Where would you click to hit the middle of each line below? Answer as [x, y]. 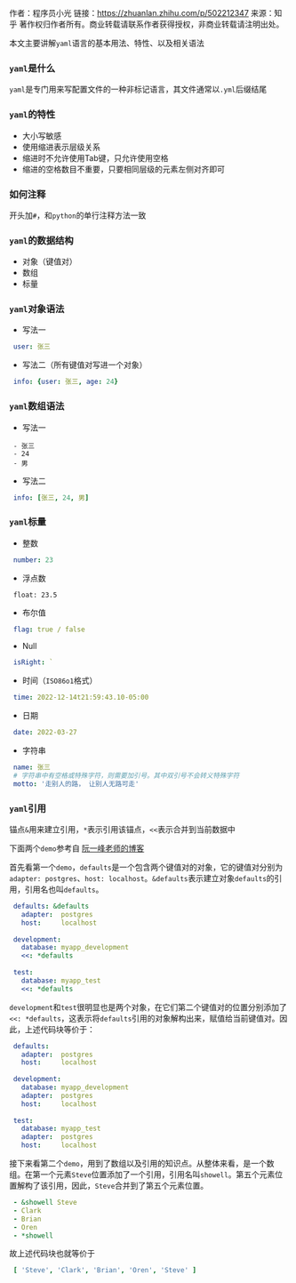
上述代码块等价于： [60, 1029]
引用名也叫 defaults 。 [64, 889]
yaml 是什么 [32, 68]
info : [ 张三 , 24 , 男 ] [51, 497]
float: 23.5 [35, 595]
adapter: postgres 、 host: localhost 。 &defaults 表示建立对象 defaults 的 [142, 878]
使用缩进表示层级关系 [61, 147]
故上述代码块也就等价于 [52, 1254]
